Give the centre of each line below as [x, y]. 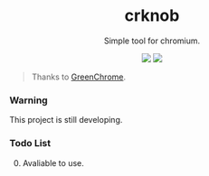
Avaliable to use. [53, 162]
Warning [28, 100]
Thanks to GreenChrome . [79, 77]
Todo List [30, 144]
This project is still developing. [66, 120]
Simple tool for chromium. [152, 41]
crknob [152, 16]
